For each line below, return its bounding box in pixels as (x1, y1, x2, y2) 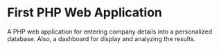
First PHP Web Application (7, 5, 163, 21)
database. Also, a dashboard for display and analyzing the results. (7, 34, 196, 42)
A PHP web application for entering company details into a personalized (7, 27, 213, 36)
